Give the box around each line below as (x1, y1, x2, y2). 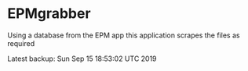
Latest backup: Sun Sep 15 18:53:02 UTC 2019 (7, 54, 158, 63)
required (7, 38, 35, 48)
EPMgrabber (7, 5, 91, 23)
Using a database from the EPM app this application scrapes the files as (7, 30, 240, 40)
